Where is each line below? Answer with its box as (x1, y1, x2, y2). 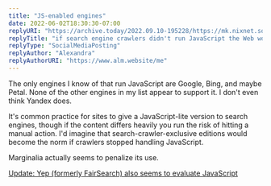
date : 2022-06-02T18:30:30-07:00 (8, 19, 121, 27)
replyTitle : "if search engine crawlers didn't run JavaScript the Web (8, 34, 254, 43)
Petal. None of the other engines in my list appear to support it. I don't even (8, 87, 259, 97)
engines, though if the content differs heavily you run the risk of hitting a (8, 120, 249, 130)
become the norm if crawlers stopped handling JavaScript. (8, 137, 204, 147)
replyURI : (8, 27, 42, 35)
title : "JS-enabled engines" (8, 11, 106, 20)
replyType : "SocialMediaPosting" (8, 42, 121, 50)
